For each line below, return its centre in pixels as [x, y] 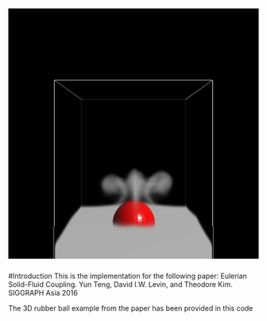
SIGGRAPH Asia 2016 [43, 292]
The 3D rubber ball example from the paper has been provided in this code [131, 308]
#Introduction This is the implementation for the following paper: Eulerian [128, 276]
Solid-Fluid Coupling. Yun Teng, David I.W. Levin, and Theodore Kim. [120, 284]
